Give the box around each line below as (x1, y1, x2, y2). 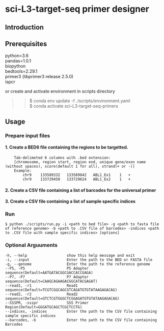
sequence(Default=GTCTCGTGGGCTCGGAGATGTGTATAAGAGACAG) (5, 296, 120, 301)
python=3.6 (5, 53, 28, 59)
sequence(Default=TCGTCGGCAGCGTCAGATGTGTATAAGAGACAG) (5, 287, 118, 292)
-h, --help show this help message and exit (5, 253, 135, 258)
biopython (5, 63, 26, 69)
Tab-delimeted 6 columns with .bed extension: (14, 155, 111, 160)
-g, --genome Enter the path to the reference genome (5, 262, 151, 267)
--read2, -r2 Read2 (5, 292, 78, 297)
